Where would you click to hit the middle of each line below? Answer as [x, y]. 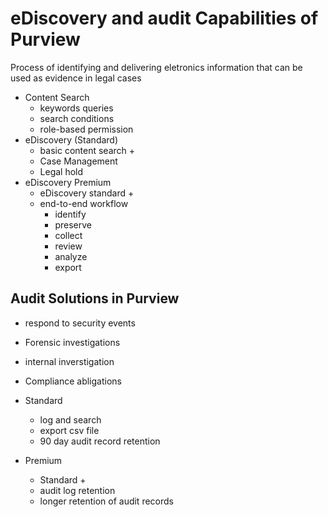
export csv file [69, 430]
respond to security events [80, 323]
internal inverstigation [69, 361]
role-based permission [86, 129]
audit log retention [77, 490]
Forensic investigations [72, 342]
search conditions [77, 118]
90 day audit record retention [100, 441]
